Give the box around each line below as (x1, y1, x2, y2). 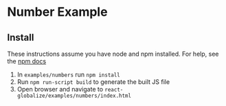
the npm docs (7, 57, 47, 65)
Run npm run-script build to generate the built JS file (16, 78, 170, 86)
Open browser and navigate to (16, 85, 104, 93)
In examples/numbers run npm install (16, 70, 120, 78)
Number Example (7, 4, 108, 20)
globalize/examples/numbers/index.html (16, 92, 132, 99)
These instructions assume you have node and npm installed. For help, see (7, 50, 219, 58)
